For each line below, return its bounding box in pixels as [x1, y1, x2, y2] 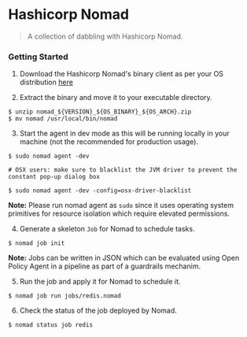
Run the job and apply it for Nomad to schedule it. [19, 277, 181, 287]
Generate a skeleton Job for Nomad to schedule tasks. [19, 224, 195, 234]
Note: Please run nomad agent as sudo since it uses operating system [8, 201, 234, 210]
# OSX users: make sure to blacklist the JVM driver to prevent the [8, 166, 238, 174]
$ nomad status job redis [8, 321, 93, 329]
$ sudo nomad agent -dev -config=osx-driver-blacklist [8, 187, 192, 194]
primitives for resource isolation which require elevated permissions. [8, 209, 230, 218]
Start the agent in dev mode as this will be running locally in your [19, 128, 230, 139]
